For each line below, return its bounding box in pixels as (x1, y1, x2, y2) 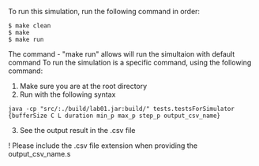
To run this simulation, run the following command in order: (8, 7, 200, 16)
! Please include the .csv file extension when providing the (8, 141, 198, 150)
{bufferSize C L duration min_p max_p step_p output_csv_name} (8, 112, 221, 120)
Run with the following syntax (19, 90, 116, 99)
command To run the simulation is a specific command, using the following (8, 58, 252, 67)
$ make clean (8, 22, 51, 30)
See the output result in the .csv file (19, 126, 136, 135)
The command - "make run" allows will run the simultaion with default (8, 50, 235, 58)
